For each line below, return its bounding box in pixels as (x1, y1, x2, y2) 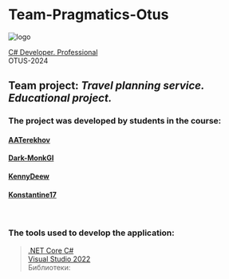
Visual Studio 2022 (27, 253, 91, 264)
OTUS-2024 (8, 56, 49, 65)
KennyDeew (8, 171, 50, 181)
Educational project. (8, 92, 113, 105)
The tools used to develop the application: (8, 227, 175, 238)
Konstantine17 (8, 190, 57, 199)
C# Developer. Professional (8, 47, 98, 57)
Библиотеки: (27, 262, 71, 272)
